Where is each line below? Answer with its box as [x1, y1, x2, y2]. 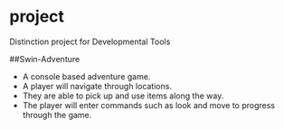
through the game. [22, 109, 92, 120]
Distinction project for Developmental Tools [9, 36, 171, 47]
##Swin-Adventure [9, 53, 80, 64]
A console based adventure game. [22, 70, 151, 82]
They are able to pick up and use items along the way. [22, 90, 224, 101]
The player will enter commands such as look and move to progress [22, 99, 276, 110]
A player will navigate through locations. [22, 80, 172, 91]
